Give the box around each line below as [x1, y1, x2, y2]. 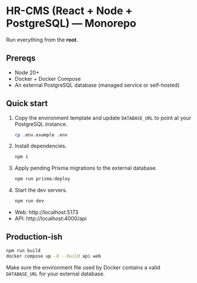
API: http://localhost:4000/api [14, 215, 87, 222]
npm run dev [14, 198, 44, 204]
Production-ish [6, 232, 63, 242]
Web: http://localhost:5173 [14, 209, 78, 216]
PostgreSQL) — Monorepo [6, 17, 136, 30]
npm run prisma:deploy [14, 176, 71, 182]
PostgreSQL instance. [14, 120, 68, 127]
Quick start [6, 98, 48, 108]
